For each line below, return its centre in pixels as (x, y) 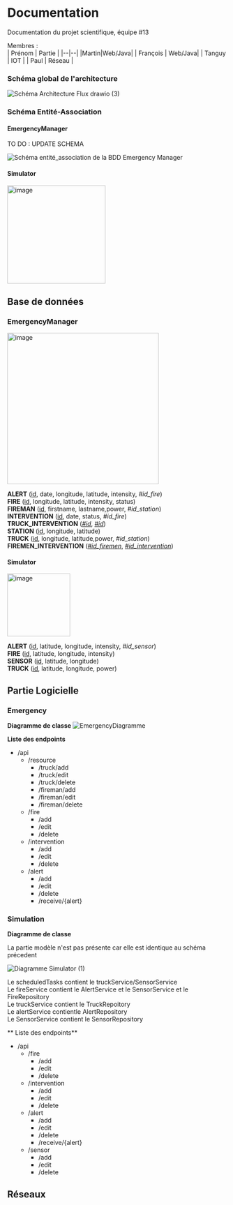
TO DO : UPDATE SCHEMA (46, 144)
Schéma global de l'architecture (62, 78)
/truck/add (53, 768)
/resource (42, 760)
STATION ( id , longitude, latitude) (54, 531)
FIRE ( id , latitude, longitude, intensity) (61, 654)
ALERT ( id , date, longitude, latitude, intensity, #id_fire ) (85, 494)
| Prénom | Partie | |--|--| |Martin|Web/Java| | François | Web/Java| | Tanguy (117, 53)
